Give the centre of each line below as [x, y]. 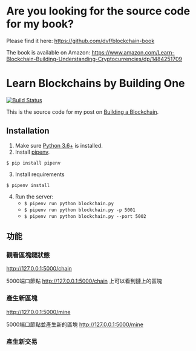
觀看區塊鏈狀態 [28, 255]
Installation [28, 131]
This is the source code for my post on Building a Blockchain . [83, 112]
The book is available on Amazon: [48, 52]
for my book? [40, 24]
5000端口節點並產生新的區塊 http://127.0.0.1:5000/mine [75, 324]
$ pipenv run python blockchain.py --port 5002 [85, 216]
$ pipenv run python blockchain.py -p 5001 [80, 210]
